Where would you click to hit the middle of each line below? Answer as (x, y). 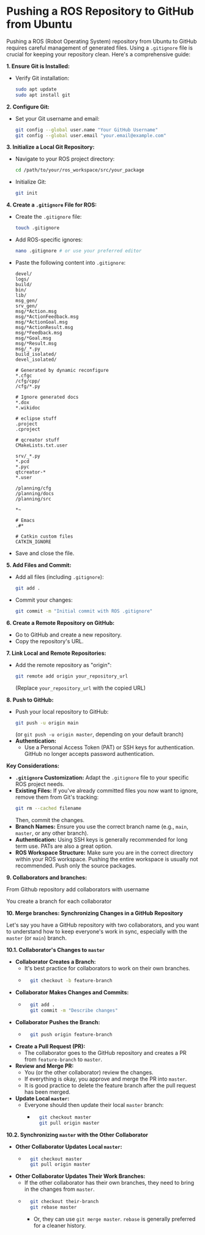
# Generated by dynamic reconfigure (62, 370)
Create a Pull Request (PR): (50, 1046)
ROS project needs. (40, 784)
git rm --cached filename (48, 809)
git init (26, 193)
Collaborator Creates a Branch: (55, 962)
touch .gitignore (37, 228)
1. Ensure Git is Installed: (38, 66)
